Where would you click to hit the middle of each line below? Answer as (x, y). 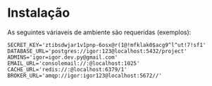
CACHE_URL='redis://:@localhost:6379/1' (68, 69)
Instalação (39, 13)
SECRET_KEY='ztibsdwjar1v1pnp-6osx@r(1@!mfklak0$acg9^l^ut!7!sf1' (107, 45)
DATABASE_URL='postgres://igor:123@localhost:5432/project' (98, 51)
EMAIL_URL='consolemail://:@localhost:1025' (74, 63)
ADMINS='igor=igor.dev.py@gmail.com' (63, 57)
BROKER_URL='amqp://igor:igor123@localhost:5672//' (85, 76)
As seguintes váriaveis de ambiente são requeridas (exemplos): (99, 32)
